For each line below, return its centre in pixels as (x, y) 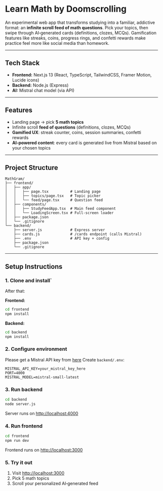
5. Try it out (19, 462)
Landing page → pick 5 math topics (48, 122)
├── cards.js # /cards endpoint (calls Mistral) (78, 234)
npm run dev (17, 441)
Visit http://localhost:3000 (38, 473)
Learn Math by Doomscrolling (66, 9)
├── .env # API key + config (62, 239)
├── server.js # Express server (59, 230)
